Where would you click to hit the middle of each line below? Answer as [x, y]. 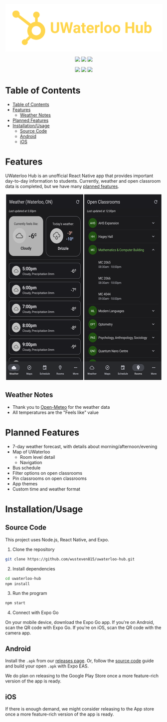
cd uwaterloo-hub [23, 578]
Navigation [31, 462]
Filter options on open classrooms [47, 473]
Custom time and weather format [46, 489]
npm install [17, 584]
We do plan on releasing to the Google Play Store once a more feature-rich [82, 676]
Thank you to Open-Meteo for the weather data [61, 407]
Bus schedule [26, 468]
